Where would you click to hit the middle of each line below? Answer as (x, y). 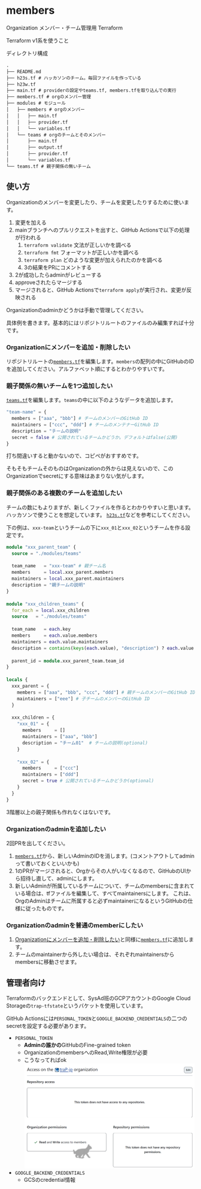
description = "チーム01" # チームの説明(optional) (85, 743)
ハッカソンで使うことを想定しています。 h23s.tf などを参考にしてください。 (100, 515)
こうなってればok (45, 1060)
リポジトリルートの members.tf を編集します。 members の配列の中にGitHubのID (100, 361)
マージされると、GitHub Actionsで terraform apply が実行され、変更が (100, 290)
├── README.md (24, 72)
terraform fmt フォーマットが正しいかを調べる (81, 252)
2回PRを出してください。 (37, 843)
